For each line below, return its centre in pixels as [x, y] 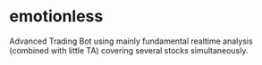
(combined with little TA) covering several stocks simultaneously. [129, 50]
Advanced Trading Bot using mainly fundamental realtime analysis [131, 41]
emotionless [56, 16]
